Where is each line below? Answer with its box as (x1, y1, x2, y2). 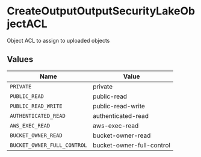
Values (7, 54, 34, 64)
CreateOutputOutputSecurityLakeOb (7, 4, 195, 18)
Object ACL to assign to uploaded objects (7, 37, 110, 44)
